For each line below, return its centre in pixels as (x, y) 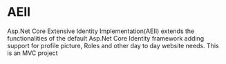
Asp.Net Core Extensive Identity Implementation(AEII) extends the (101, 31)
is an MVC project (32, 53)
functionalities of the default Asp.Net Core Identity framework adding (106, 38)
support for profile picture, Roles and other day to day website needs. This (113, 45)
